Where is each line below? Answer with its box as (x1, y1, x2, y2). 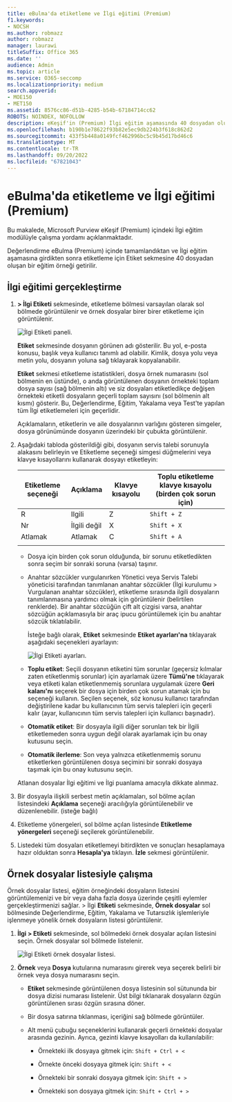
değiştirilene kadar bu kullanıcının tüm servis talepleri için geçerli (27, 701, 212, 710)
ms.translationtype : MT (7, 139, 76, 146)
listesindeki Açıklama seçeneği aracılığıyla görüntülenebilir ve (17, 799, 193, 808)
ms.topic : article (7, 68, 60, 75)
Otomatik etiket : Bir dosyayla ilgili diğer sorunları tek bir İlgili (27, 722, 200, 731)
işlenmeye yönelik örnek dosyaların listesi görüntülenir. (7, 916, 164, 925)
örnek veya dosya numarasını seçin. (17, 971, 120, 979)
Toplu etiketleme (157, 472, 214, 481)
